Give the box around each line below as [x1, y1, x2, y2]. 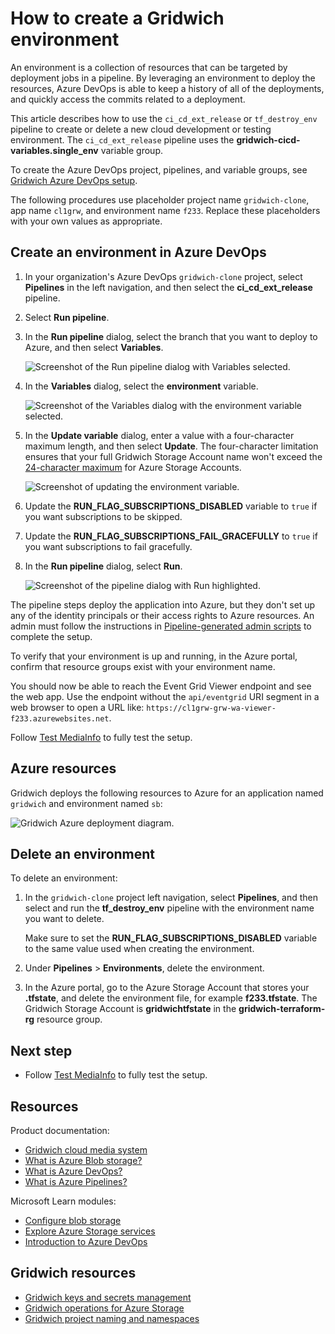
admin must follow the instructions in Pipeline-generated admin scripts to [10, 620, 312, 632]
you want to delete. [24, 913, 105, 925]
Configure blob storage [24, 1215, 122, 1226]
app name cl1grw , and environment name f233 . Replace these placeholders [10, 204, 321, 216]
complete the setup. [10, 630, 93, 642]
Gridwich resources [10, 1265, 137, 1282]
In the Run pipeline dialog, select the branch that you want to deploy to [24, 330, 318, 342]
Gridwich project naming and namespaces [24, 1312, 200, 1324]
